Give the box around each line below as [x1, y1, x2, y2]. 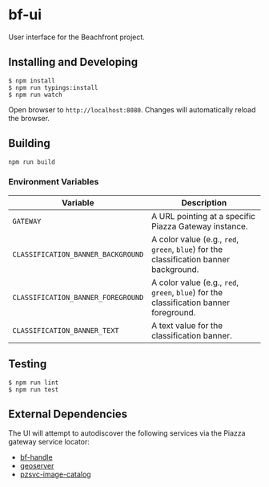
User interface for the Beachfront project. [8, 32, 146, 42]
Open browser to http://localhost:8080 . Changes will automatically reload [8, 104, 256, 114]
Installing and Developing [8, 55, 139, 69]
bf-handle [19, 453, 54, 462]
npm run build [8, 158, 56, 166]
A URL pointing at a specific [151, 210, 256, 221]
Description [181, 197, 227, 208]
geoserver [19, 461, 54, 471]
